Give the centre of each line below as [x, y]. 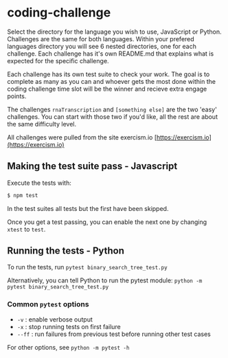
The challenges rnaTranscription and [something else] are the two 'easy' [112, 109]
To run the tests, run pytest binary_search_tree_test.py [87, 267]
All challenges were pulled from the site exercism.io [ [82, 137]
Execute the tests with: [39, 183]
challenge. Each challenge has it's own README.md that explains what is [111, 54]
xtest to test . [26, 229]
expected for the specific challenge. [58, 60]
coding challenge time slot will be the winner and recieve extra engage [107, 89]
